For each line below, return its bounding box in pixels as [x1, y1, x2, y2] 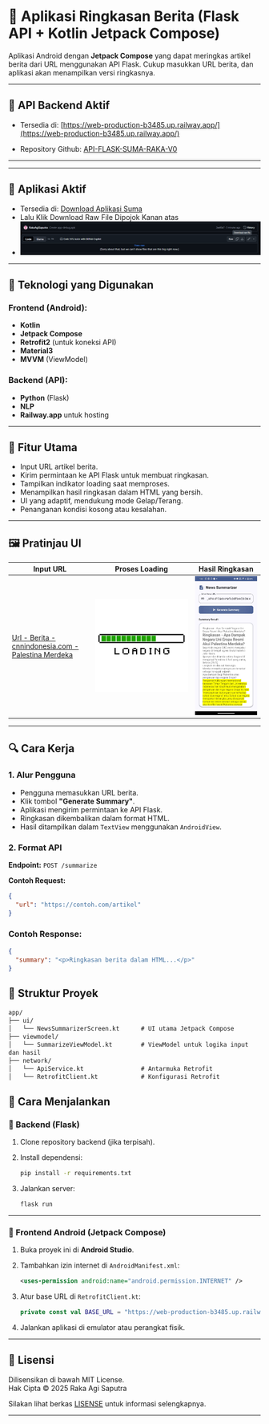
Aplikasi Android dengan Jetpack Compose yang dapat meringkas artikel [8, 51, 251, 60]
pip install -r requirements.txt [19, 1170, 132, 1178]
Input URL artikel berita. [19, 462, 98, 472]
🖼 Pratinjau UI [8, 536, 82, 550]
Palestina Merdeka [11, 650, 74, 660]
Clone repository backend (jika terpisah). [19, 1137, 155, 1147]
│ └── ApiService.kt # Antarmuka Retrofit [8, 1065, 214, 1073]
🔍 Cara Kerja [8, 742, 74, 755]
